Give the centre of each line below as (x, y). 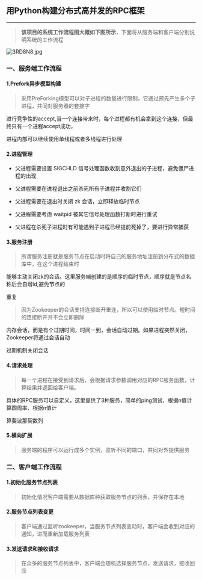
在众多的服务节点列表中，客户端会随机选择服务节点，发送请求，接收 (105, 563)
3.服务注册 (20, 242)
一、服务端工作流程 (34, 68)
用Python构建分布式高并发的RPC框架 (76, 11)
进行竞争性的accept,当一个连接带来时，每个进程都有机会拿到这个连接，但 (97, 119)
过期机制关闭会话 (27, 350)
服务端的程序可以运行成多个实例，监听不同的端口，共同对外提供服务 (105, 449)
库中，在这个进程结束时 (50, 264)
